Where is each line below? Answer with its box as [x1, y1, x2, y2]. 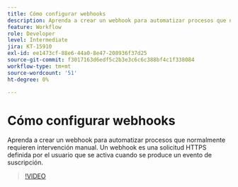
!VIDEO [24, 172, 46, 181]
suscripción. [7, 158, 44, 167]
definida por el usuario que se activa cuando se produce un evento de [7, 151, 212, 159]
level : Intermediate [7, 37, 69, 44]
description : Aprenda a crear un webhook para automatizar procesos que [7, 17, 227, 24]
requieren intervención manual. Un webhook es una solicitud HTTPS [7, 143, 207, 152]
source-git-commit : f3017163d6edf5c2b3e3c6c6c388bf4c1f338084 [7, 56, 195, 64]
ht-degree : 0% [7, 76, 50, 83]
